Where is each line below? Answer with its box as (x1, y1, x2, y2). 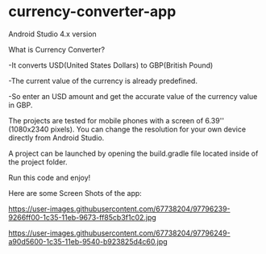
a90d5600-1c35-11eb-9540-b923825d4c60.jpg (8, 236, 168, 246)
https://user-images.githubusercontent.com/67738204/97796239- (8, 204, 231, 214)
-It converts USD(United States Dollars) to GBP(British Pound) (8, 60, 214, 70)
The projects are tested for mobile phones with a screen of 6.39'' (8, 115, 224, 125)
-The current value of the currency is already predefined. (8, 76, 197, 85)
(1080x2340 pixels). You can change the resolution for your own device (8, 124, 247, 134)
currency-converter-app (8, 2, 177, 21)
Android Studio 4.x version (8, 29, 97, 39)
